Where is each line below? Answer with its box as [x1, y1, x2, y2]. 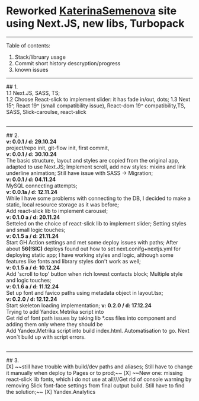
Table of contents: [6, 42, 50, 49]
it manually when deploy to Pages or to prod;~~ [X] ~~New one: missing [6, 369, 183, 376]
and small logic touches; [6, 226, 66, 233]
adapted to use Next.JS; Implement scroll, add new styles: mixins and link [6, 163, 186, 170]
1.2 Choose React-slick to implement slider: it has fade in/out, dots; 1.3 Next [6, 96, 191, 103]
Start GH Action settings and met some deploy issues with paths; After [6, 238, 178, 246]
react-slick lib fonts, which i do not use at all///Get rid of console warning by [6, 375, 192, 383]
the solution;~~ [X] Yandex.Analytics [6, 388, 96, 395]
